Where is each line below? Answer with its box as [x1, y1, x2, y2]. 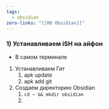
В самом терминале [14, 53, 67, 60]
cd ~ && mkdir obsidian [23, 91, 84, 98]
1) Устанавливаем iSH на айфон [6, 40, 104, 48]
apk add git [23, 77, 52, 84]
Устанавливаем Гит [14, 65, 65, 72]
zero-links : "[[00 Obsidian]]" [6, 20, 85, 26]
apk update [23, 71, 52, 78]
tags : [6, 8, 20, 15]
